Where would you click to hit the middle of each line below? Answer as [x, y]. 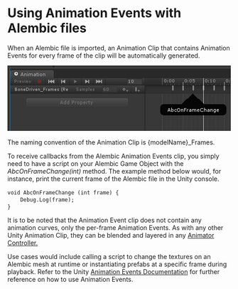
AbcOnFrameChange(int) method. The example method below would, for [114, 171]
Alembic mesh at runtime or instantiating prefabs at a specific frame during [117, 264]
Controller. [23, 243]
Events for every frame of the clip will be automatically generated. [104, 56]
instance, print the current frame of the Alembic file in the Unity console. [113, 179]
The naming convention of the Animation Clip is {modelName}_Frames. [111, 142]
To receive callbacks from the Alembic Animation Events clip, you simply [113, 156]
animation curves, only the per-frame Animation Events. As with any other [115, 227]
